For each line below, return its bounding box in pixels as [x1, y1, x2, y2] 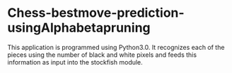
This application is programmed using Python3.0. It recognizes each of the [7, 43, 225, 51]
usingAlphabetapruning [7, 20, 151, 36]
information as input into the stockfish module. [7, 58, 143, 66]
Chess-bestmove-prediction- [7, 5, 185, 21]
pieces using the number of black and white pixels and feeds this [7, 51, 197, 59]
